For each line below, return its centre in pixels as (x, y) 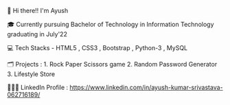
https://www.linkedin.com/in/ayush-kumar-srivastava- (146, 87)
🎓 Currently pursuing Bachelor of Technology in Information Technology (111, 24)
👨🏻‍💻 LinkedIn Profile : (38, 87)
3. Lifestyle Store (31, 74)
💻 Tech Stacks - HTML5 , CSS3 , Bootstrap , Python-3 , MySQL (97, 48)
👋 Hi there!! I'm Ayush (38, 11)
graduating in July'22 (37, 34)
